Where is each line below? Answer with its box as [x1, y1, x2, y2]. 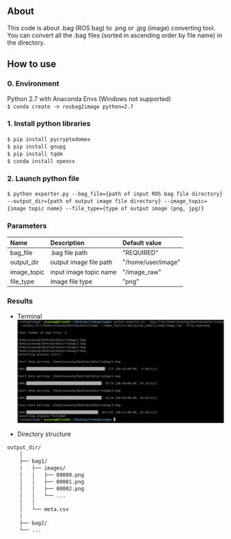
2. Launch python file [7, 173, 80, 183]
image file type [50, 277, 93, 285]
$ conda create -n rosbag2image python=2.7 [7, 103, 134, 110]
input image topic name [50, 267, 117, 276]
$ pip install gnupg [7, 143, 67, 150]
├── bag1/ [19, 457, 48, 465]
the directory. [7, 38, 45, 47]
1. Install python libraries [7, 119, 91, 129]
